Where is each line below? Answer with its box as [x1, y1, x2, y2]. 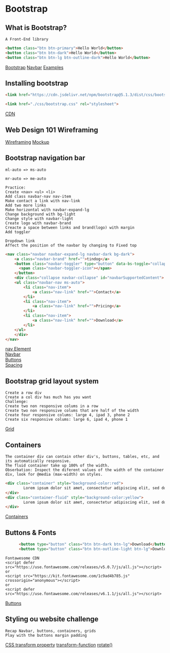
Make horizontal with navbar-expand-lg [5, 207, 90, 212]
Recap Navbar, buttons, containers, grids [5, 628, 96, 633]
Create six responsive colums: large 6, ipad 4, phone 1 [5, 417, 128, 422]
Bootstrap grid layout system [5, 377, 99, 385]
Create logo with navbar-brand [5, 221, 71, 226]
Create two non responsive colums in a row [5, 403, 99, 409]
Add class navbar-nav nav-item [5, 194, 71, 199]
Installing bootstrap [5, 79, 68, 88]
